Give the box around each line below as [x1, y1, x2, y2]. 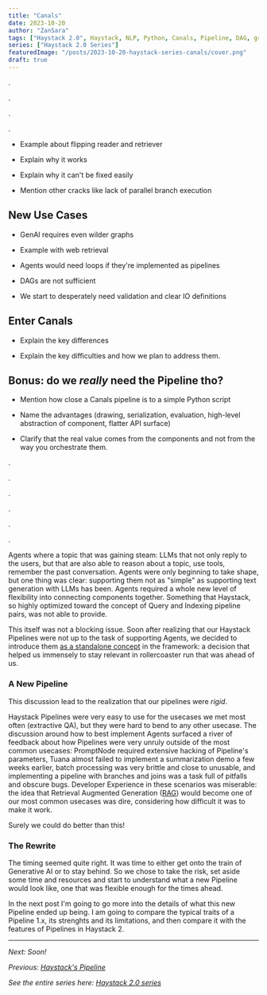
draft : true [8, 56, 48, 64]
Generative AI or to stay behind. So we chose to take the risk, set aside [8, 866, 241, 876]
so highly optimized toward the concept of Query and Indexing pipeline [8, 601, 241, 610]
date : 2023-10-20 [8, 19, 66, 27]
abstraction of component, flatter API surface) [19, 419, 171, 428]
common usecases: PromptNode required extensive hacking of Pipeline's [8, 745, 249, 755]
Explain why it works [19, 154, 87, 164]
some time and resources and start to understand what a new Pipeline [8, 875, 238, 885]
